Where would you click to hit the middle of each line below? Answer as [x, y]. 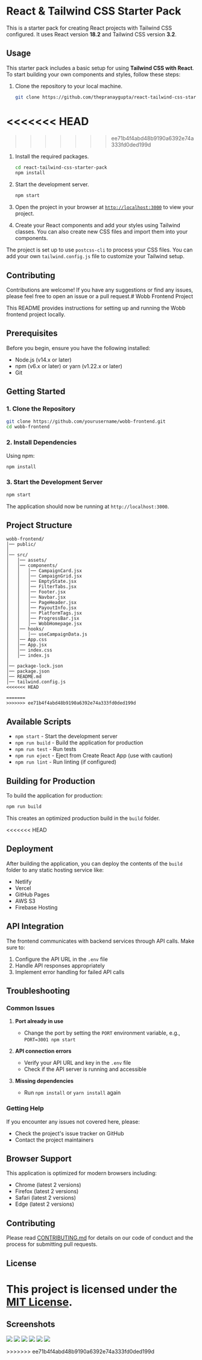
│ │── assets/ [27, 561]
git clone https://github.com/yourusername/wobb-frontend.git [86, 421]
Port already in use [39, 1021]
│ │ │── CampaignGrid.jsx [44, 576]
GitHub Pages [32, 894]
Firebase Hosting [36, 907]
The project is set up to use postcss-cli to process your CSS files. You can [99, 250]
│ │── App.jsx [27, 645]
